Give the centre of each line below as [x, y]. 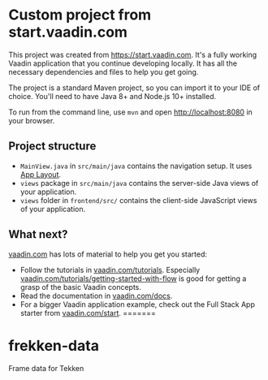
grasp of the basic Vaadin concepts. [81, 287]
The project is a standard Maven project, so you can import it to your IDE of [134, 88]
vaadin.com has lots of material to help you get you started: [108, 254]
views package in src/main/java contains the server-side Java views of [139, 183]
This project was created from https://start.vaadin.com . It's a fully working [133, 54]
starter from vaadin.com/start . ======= [88, 313]
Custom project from [80, 15]
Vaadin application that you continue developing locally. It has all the [123, 63]
